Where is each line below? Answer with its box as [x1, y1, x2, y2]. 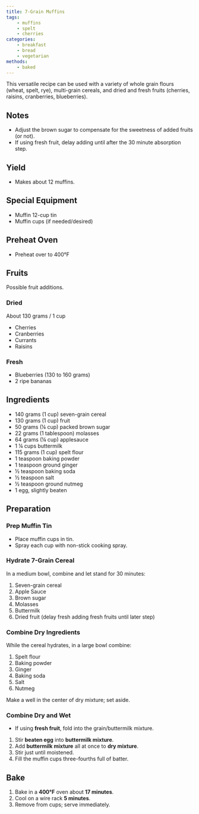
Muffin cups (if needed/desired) [14, 218, 93, 225]
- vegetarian [17, 53, 49, 59]
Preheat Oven [6, 235, 58, 245]
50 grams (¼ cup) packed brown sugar [14, 423, 110, 430]
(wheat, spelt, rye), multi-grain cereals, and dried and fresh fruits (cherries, [6, 87, 190, 94]
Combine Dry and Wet [6, 712, 71, 720]
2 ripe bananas [14, 378, 52, 385]
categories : [6, 36, 36, 42]
